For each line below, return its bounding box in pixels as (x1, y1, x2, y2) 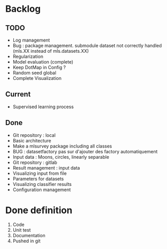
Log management (12, 37, 50, 43)
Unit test (12, 226, 31, 233)
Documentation (12, 232, 46, 238)
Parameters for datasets (12, 175, 64, 182)
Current (5, 90, 31, 99)
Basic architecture (12, 137, 51, 143)
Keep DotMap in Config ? (12, 65, 66, 70)
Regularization (12, 53, 44, 59)
